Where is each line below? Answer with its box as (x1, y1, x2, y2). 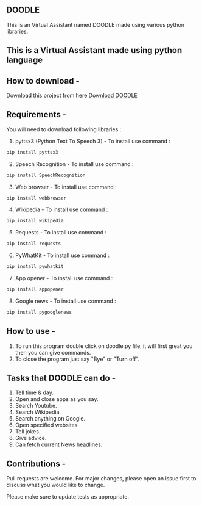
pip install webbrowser (6, 195, 67, 201)
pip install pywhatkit (6, 264, 64, 270)
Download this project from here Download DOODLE (6, 92, 138, 99)
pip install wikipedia (6, 218, 64, 224)
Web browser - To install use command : (15, 183, 117, 190)
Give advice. (15, 435, 47, 442)
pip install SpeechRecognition (6, 172, 86, 178)
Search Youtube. (15, 402, 57, 410)
